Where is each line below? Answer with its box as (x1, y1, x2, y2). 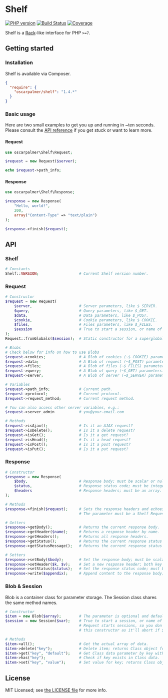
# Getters (5, 520, 26, 525)
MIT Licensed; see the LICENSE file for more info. (5, 687, 107, 693)
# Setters (5, 552, 26, 558)
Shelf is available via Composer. (5, 70, 71, 76)
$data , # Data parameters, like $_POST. (14, 313, 149, 318)
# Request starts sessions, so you (79, 623, 153, 628)
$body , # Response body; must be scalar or (14, 479, 155, 484)
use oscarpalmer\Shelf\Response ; (5, 190, 75, 195)
